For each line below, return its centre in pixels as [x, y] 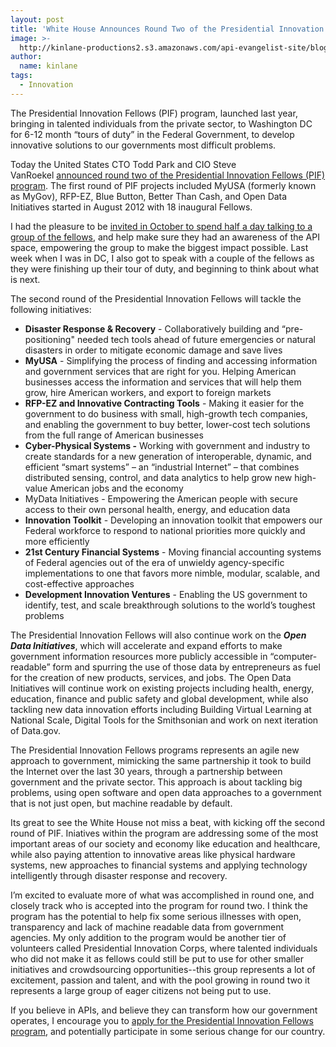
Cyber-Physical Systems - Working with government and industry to [167, 445]
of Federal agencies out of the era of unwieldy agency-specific [154, 562]
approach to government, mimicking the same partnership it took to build [161, 760]
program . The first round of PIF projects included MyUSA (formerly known [163, 185]
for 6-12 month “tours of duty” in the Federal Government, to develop [152, 134]
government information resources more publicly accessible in [139, 656]
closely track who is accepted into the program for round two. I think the [159, 905]
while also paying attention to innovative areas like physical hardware [153, 854]
